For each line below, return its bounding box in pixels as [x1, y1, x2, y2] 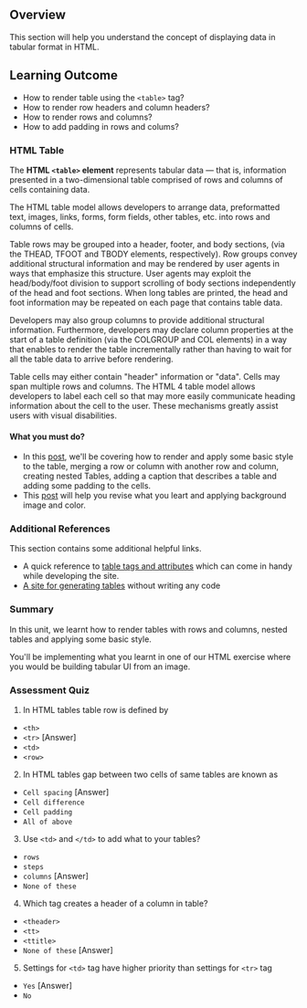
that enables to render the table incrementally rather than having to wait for [9, 343, 292, 354]
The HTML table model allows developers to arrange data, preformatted [9, 201, 281, 213]
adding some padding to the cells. [22, 480, 152, 491]
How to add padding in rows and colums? [22, 121, 180, 131]
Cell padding [22, 808, 73, 817]
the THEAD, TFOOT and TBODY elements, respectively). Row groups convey [9, 248, 298, 259]
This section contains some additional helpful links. [9, 543, 203, 554]
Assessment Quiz [9, 684, 90, 697]
